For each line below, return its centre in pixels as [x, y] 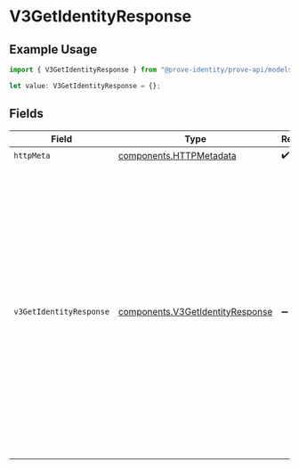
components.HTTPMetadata [177, 156]
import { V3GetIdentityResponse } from [83, 70]
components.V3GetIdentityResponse [195, 311]
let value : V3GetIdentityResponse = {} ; [85, 86]
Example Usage [53, 49]
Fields [27, 114]
